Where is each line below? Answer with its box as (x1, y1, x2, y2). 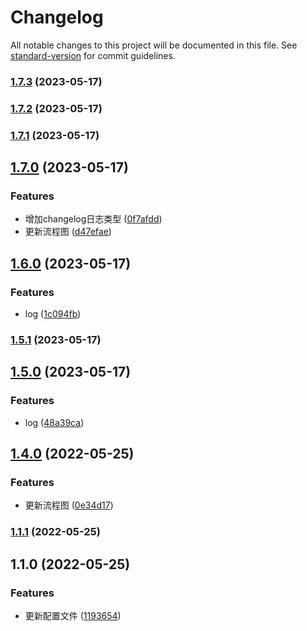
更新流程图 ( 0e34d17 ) (24, 499, 114, 511)
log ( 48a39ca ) (24, 416, 85, 428)
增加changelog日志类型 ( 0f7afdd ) (24, 213, 163, 225)
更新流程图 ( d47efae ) (24, 226, 112, 238)
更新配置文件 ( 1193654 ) (24, 609, 122, 621)
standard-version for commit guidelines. (10, 49, 176, 61)
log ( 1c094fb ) (24, 308, 82, 320)
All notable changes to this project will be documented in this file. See (10, 39, 298, 51)
